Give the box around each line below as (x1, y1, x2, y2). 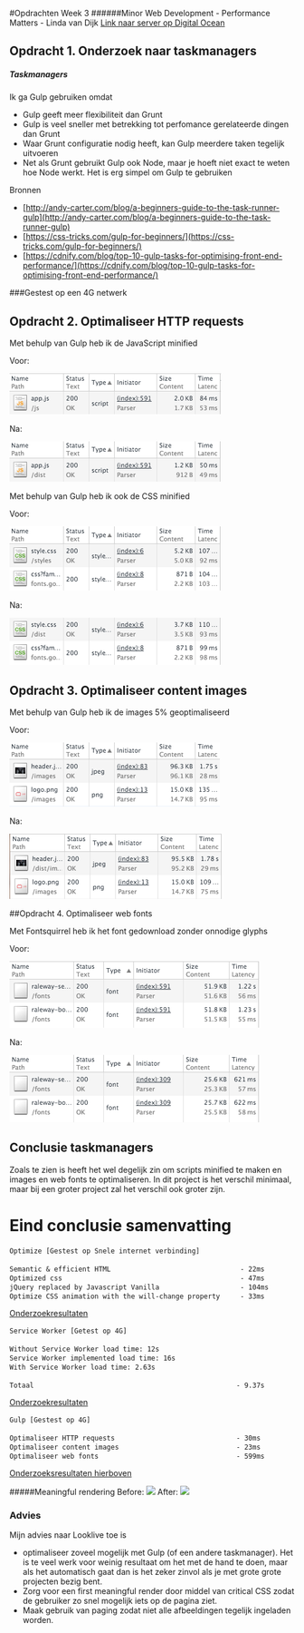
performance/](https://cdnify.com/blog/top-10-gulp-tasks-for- (22, 260, 256, 271)
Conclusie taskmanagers (9, 1140, 154, 1156)
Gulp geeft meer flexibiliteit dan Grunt (22, 109, 163, 121)
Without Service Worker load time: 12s (9, 1345, 160, 1354)
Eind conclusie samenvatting (9, 1215, 233, 1236)
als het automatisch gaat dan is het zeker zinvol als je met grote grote (22, 1567, 282, 1578)
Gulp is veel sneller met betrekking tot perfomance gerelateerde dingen (22, 119, 290, 130)
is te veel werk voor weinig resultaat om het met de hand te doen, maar (22, 1557, 288, 1568)
